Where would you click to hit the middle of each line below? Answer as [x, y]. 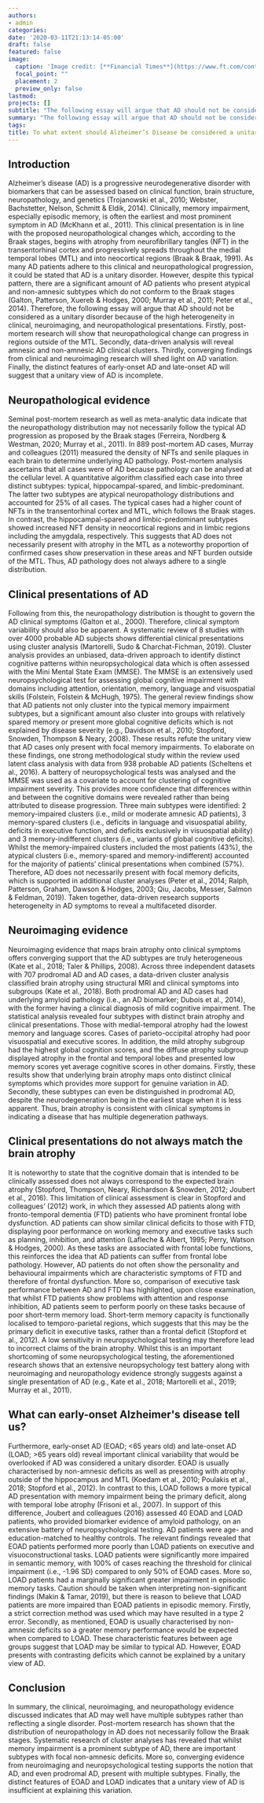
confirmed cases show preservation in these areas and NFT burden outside [130, 553]
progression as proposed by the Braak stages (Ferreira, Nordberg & [117, 436]
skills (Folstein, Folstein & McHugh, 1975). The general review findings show [131, 697]
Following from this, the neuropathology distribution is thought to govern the [132, 614]
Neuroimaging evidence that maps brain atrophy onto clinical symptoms [125, 949]
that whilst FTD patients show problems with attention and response [119, 1298]
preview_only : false [49, 88]
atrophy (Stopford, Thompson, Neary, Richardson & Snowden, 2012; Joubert [132, 1189]
